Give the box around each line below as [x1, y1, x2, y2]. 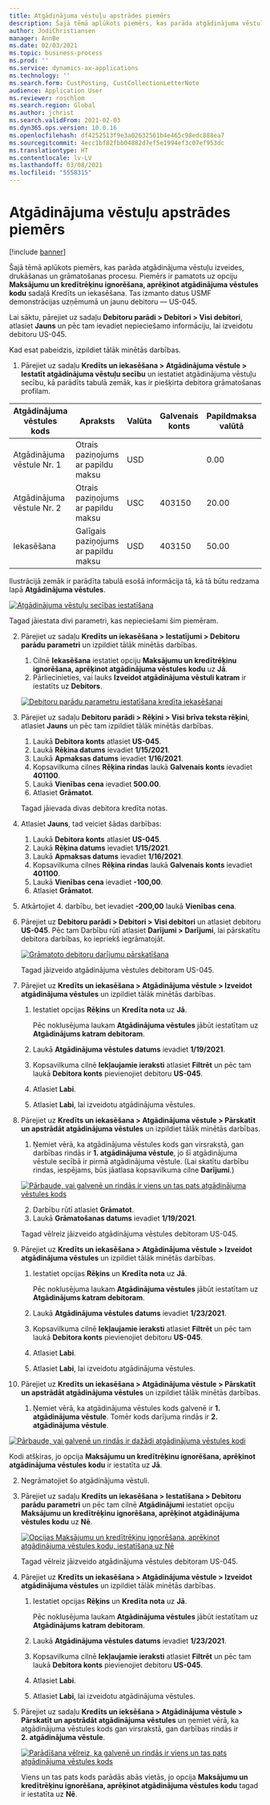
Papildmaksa [206, 410, 257, 421]
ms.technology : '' [9, 72, 71, 80]
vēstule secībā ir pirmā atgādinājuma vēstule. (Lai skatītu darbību [32, 1156, 249, 1166]
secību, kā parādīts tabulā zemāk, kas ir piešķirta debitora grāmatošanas [20, 377, 261, 387]
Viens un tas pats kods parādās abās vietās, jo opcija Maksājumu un [20, 1772, 248, 1782]
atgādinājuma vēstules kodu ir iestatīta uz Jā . [9, 1460, 163, 1470]
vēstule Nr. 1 [13, 459, 62, 470]
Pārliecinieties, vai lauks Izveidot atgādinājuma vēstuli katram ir [32, 672, 247, 682]
